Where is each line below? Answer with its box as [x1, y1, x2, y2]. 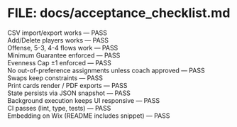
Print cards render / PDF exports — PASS [7, 81, 128, 89]
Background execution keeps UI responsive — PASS [7, 96, 160, 104]
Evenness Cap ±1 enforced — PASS [7, 58, 111, 67]
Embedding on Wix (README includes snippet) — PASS [7, 111, 170, 120]
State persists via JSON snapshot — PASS [7, 89, 131, 97]
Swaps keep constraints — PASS [7, 73, 104, 82]
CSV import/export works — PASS [7, 28, 108, 37]
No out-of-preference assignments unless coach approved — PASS [7, 66, 205, 74]
